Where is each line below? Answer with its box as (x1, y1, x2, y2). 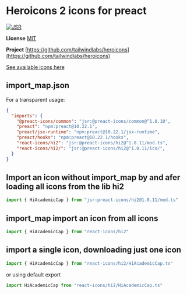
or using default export (6, 271, 61, 278)
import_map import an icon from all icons (6, 213, 158, 223)
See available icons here (6, 63, 65, 71)
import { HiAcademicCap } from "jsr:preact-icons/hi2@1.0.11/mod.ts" (6, 197, 179, 203)
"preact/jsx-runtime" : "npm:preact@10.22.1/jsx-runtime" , (16, 129, 160, 135)
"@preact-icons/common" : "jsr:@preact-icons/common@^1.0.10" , (16, 118, 171, 124)
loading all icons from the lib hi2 (6, 181, 124, 191)
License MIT (6, 34, 37, 41)
